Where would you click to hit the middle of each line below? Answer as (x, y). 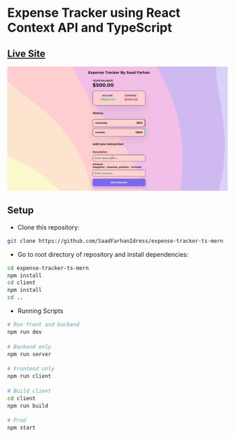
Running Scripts (40, 311)
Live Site (26, 54)
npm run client (29, 376)
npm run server (29, 354)
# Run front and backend (43, 325)
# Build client (29, 391)
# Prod (17, 421)
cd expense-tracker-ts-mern (48, 268)
